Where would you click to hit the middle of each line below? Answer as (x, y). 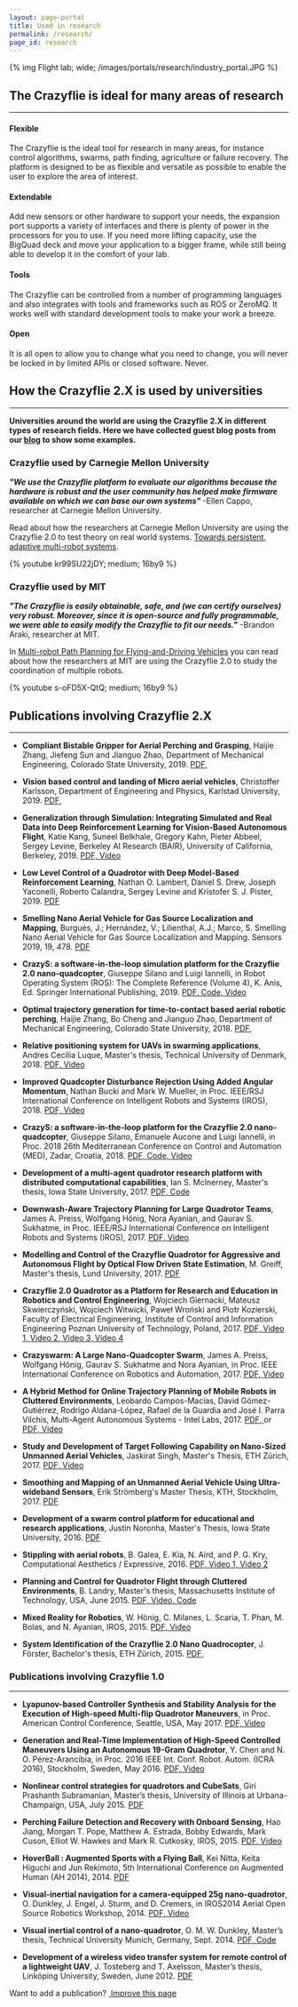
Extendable (31, 197)
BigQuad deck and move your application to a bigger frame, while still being (148, 245)
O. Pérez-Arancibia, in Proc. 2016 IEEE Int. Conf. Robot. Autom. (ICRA (148, 1759)
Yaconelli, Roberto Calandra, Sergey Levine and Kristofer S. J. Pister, (147, 892)
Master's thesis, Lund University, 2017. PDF (101, 1273)
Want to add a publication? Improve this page (93, 1994)
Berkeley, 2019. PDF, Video (71, 855)
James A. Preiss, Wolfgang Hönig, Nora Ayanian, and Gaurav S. (138, 1218)
